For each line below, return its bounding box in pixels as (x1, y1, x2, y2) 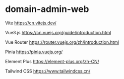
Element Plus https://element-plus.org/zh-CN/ (5, 58, 99, 64)
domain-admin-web (5, 3, 89, 15)
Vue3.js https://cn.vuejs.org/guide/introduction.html (5, 29, 111, 35)
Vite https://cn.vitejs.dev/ (5, 20, 57, 26)
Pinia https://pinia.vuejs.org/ (5, 49, 63, 55)
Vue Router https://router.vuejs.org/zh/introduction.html (5, 39, 119, 45)
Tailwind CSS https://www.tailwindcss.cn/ (5, 68, 91, 74)
